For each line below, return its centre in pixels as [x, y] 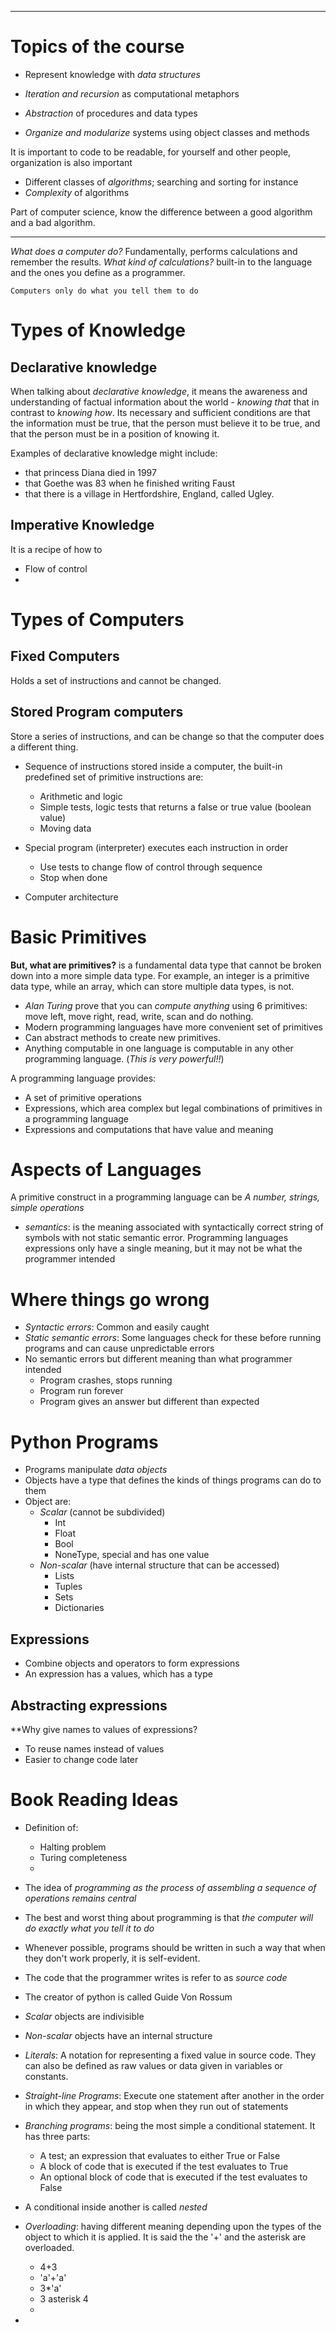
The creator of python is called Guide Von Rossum [128, 1997]
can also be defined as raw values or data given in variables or [153, 2065]
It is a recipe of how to [56, 549]
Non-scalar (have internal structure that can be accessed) [159, 1565]
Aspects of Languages [106, 1169]
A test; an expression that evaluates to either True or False [160, 2155]
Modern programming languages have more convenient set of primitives [174, 1027]
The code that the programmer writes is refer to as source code [156, 1977]
